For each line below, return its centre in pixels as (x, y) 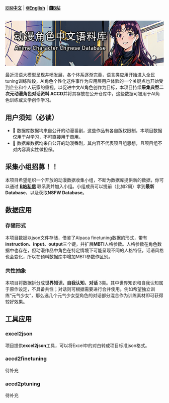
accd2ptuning (23, 384)
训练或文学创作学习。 (31, 100)
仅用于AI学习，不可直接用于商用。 (48, 137)
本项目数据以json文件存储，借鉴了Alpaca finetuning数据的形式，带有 (76, 238)
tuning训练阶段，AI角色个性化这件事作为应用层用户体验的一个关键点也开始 (82, 81)
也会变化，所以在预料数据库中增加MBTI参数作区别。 (59, 256)
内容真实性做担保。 (37, 150)
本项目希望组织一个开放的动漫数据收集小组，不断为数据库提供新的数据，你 (82, 180)
